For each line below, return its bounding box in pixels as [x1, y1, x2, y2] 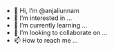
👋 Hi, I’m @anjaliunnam [13, 7, 79, 14]
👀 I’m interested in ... [13, 14, 73, 22]
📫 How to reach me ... [13, 37, 78, 44]
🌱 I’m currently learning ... [13, 21, 88, 29]
